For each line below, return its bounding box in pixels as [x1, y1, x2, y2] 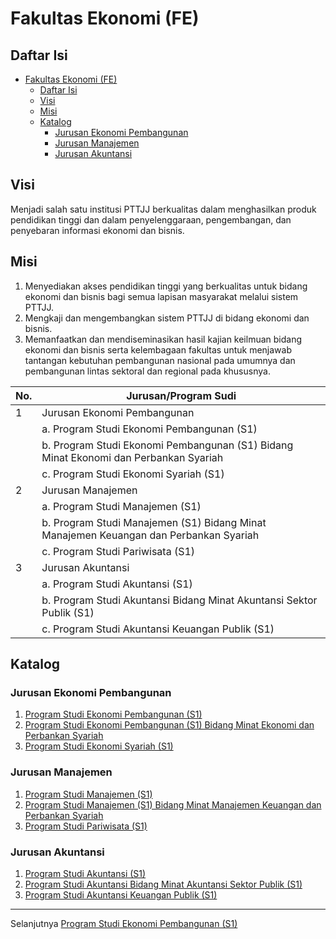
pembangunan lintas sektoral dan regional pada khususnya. [24, 365, 271, 377]
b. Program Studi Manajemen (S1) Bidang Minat [41, 515, 267, 529]
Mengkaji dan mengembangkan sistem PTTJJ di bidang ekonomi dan [24, 312, 310, 324]
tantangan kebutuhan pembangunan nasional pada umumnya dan [24, 354, 296, 366]
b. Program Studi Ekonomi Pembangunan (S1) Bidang [41, 438, 294, 452]
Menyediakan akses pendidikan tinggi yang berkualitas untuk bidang [24, 280, 308, 292]
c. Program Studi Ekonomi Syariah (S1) [41, 467, 225, 481]
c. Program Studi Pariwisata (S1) [41, 544, 196, 558]
